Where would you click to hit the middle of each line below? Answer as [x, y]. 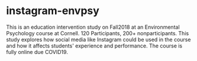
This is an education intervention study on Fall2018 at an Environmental [93, 27]
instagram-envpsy [53, 11]
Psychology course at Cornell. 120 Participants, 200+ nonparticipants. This [98, 33]
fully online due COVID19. [37, 52]
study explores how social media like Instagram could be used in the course [98, 39]
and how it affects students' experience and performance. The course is [94, 46]
